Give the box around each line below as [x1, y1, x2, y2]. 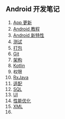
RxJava [13, 74, 29, 80]
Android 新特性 [13, 32, 44, 38]
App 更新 [13, 19, 32, 26]
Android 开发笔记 [6, 5, 60, 14]
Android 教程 [13, 26, 40, 32]
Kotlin [13, 62, 25, 68]
